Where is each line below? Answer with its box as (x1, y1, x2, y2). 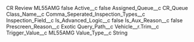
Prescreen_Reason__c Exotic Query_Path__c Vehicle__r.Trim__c (6, 23, 160, 30)
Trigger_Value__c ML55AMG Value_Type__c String (6, 29, 128, 36)
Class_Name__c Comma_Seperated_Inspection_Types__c (6, 10, 145, 17)
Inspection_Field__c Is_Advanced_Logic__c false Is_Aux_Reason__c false (6, 17, 183, 24)
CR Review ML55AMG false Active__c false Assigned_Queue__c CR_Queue (6, 5, 189, 11)
